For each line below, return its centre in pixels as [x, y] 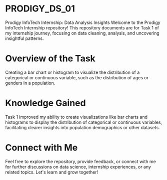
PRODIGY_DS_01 [40, 9]
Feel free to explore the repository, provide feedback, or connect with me [80, 161]
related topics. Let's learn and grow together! [52, 172]
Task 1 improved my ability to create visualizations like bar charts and [76, 117]
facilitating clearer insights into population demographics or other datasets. [82, 127]
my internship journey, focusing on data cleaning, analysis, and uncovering [82, 33]
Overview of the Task [50, 59]
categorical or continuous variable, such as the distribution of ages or [77, 77]
